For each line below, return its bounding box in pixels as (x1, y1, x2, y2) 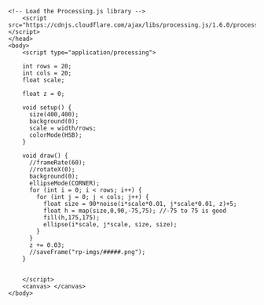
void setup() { (22, 104, 72, 112)
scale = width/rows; (28, 124, 97, 132)
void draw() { (22, 152, 68, 160)
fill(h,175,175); (42, 214, 101, 222)
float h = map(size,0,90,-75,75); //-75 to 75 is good (42, 207, 226, 215)
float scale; (22, 76, 65, 84)
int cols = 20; (22, 69, 72, 77)
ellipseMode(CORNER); (28, 179, 101, 187)
